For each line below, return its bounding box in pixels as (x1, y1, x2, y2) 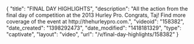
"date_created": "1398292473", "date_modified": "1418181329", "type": (6, 24, 182, 31)
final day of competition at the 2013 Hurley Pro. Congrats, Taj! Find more (6, 11, 186, 19)
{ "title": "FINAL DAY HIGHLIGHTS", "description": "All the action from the (6, 5, 188, 12)
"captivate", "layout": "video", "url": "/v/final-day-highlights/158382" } (6, 31, 179, 38)
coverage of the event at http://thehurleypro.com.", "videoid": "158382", (6, 18, 185, 25)
